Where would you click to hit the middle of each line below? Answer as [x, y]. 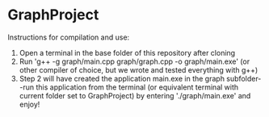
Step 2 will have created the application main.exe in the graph [122, 78]
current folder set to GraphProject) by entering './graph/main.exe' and [135, 95]
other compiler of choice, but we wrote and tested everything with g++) [139, 69]
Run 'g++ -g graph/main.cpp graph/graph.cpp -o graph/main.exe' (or [134, 61]
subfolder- [244, 78]
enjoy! [29, 104]
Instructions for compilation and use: [69, 37]
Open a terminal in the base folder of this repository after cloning [127, 52]
